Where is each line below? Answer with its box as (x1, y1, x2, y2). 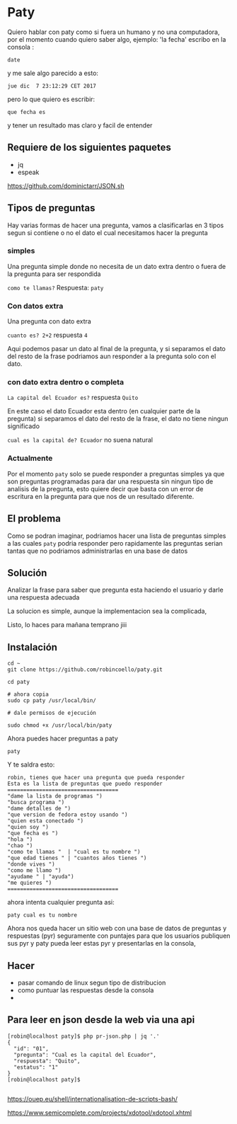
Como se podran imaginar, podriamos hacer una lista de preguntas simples (7, 532, 226, 540)
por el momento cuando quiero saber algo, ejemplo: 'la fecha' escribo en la (7, 35, 226, 43)
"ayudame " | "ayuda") (7, 873, 74, 881)
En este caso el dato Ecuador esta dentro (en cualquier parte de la (7, 407, 200, 415)
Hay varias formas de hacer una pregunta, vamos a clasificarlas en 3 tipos (7, 221, 224, 229)
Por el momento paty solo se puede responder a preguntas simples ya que (7, 469, 225, 478)
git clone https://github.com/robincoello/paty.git (7, 666, 163, 673)
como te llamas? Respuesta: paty (7, 283, 104, 292)
